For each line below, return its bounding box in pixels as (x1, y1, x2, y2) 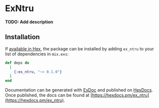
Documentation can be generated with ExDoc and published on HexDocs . (5, 87, 153, 93)
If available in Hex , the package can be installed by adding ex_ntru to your (5, 46, 154, 51)
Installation (5, 33, 40, 41)
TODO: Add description (5, 19, 54, 25)
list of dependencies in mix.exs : (5, 51, 69, 57)
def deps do (5, 60, 29, 65)
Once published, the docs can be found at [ (5, 93, 93, 98)
